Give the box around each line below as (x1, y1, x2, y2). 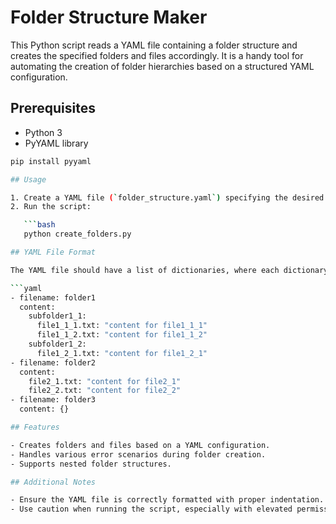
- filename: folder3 (10, 395, 97, 405)
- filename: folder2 (10, 357, 97, 368)
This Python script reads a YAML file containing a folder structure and (10, 39, 298, 51)
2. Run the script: (10, 202, 92, 212)
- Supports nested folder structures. (10, 459, 172, 469)
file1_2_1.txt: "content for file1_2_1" (36, 348, 208, 358)
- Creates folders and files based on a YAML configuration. (10, 440, 271, 450)
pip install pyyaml (10, 156, 92, 166)
